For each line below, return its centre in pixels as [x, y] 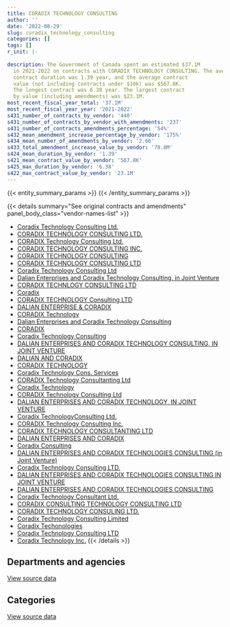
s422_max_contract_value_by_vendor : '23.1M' [72, 173]
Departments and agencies [66, 561]
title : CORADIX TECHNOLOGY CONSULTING [62, 13]
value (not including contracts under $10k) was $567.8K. [98, 84]
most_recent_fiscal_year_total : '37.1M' [66, 103]
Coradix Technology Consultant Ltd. [68, 497]
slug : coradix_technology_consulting [61, 33]
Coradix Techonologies [50, 525]
